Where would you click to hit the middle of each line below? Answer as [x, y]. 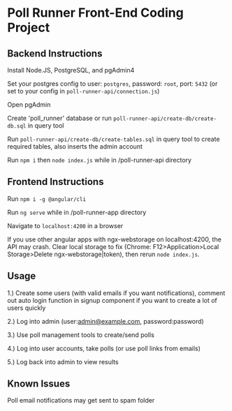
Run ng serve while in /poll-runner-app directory [77, 212]
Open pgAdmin [29, 105]
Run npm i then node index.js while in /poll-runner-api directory [100, 160]
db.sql [17, 126]
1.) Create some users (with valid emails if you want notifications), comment [116, 293]
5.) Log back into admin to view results [63, 361]
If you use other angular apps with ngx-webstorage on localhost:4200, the [114, 239]
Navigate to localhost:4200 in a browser [65, 225]
